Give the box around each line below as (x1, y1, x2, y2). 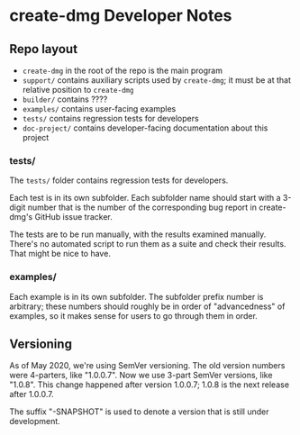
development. (9, 416, 60, 427)
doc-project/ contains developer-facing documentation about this (22, 122, 268, 133)
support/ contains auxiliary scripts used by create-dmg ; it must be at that (22, 75, 291, 86)
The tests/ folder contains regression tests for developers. (9, 175, 229, 186)
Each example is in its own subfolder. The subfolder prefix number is (9, 291, 264, 302)
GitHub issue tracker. (34, 212, 113, 222)
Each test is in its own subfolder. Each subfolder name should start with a (9, 193, 281, 204)
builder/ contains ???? (22, 94, 108, 104)
